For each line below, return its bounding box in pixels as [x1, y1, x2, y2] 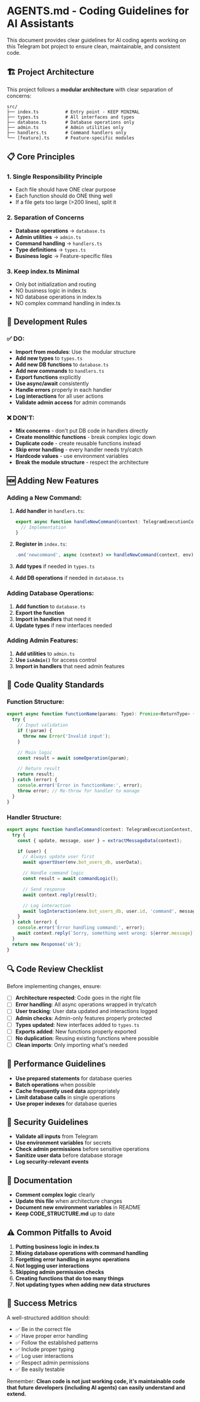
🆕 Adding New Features [7, 476, 99, 486]
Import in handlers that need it [15, 615, 91, 623]
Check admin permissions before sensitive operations [15, 1146, 150, 1153]
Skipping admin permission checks [15, 1268, 104, 1276]
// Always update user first [22, 854, 95, 860]
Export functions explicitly [15, 373, 81, 381]
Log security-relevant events [15, 1158, 89, 1165]
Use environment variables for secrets [15, 1139, 112, 1146]
